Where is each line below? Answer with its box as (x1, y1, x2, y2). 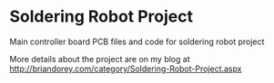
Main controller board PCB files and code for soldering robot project (9, 36, 265, 47)
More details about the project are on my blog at (9, 53, 190, 64)
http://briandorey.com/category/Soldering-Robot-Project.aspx (9, 63, 242, 74)
